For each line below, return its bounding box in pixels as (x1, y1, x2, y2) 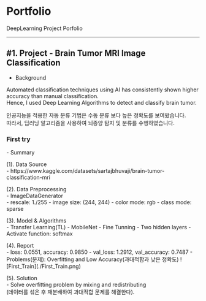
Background (15, 74, 47, 81)
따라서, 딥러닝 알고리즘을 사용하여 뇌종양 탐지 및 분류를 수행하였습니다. (6, 119, 175, 126)
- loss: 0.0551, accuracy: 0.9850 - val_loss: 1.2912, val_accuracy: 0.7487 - (6, 248, 193, 256)
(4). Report (6, 242, 34, 250)
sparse (6, 205, 24, 213)
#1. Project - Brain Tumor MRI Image (6, 48, 146, 59)
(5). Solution (6, 275, 38, 282)
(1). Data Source (6, 161, 47, 168)
